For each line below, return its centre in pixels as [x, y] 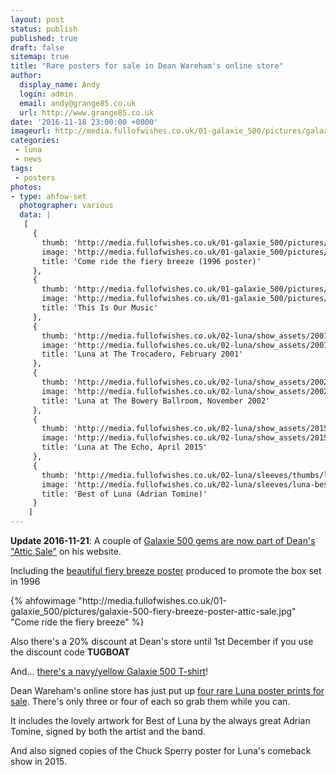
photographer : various [66, 206]
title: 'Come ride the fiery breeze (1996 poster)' [151, 261]
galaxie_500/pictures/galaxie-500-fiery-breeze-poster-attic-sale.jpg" [153, 611]
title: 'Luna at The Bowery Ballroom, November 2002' [156, 401]
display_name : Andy [60, 85]
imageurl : [31, 131]
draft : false [37, 47]
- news [28, 159]
